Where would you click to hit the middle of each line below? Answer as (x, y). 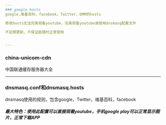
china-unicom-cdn (28, 58)
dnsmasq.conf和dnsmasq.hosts (45, 88)
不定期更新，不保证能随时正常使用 (35, 32)
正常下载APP (27, 118)
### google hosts (23, 10)
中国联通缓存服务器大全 (29, 69)
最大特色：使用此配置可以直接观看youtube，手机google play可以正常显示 (80, 112)
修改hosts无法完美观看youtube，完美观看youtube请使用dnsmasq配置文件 (71, 23)
